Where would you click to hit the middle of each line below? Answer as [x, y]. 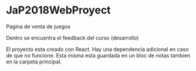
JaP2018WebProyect [58, 10]
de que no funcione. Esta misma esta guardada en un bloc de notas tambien [98, 55]
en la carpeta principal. [34, 62]
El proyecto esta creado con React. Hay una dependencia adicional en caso [97, 49]
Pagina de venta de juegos [38, 26]
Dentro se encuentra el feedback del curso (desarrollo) [72, 38]
